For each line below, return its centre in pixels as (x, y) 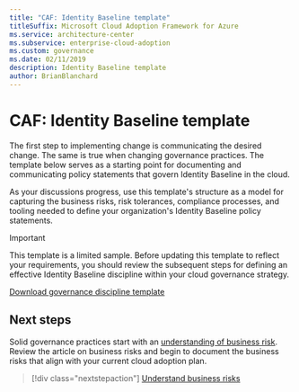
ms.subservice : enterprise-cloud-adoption (90, 43)
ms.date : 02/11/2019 (48, 59)
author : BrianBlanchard (54, 76)
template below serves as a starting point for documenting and (126, 165)
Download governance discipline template (87, 291)
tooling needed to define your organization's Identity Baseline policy (136, 210)
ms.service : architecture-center (72, 34)
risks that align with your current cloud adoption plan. (108, 361)
